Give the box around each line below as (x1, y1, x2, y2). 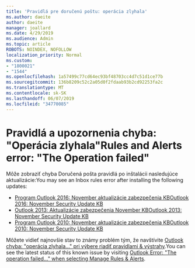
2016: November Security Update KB (14, 200, 103, 208)
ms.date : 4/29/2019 (6, 30, 54, 36)
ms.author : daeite (6, 14, 51, 20)
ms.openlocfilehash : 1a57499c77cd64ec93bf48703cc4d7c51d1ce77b (6, 74, 163, 80)
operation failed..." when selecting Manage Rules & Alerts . (6, 255, 146, 262)
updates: (6, 183, 27, 190)
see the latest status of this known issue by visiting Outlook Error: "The (6, 249, 177, 256)
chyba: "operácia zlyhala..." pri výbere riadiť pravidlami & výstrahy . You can (6, 243, 186, 250)
